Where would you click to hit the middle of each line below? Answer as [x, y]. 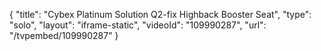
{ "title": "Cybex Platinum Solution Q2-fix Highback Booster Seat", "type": [160, 14]
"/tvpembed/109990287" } [64, 35]
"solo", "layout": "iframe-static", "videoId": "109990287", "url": [138, 25]
